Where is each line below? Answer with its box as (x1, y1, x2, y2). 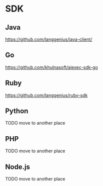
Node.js (5, 162, 30, 171)
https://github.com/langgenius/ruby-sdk (5, 92, 88, 98)
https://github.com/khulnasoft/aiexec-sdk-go (5, 64, 98, 70)
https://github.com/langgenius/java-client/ (5, 36, 92, 42)
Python (5, 107, 28, 116)
